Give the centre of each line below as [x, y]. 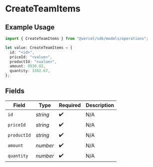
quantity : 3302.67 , [30, 71]
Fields [15, 91]
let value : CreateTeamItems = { [39, 47]
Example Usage [30, 27]
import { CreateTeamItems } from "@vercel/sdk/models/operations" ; [77, 38]
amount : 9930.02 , [28, 66]
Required [70, 105]
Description [100, 105]
